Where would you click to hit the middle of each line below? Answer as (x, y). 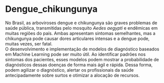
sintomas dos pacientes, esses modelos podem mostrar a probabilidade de (82, 59)
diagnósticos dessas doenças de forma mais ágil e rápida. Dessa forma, (79, 65)
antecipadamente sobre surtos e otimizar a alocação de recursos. (73, 75)
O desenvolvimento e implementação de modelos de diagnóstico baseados (82, 49)
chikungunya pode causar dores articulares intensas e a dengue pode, (78, 39)
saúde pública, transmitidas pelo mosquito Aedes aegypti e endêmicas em (82, 28)
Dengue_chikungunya (51, 9)
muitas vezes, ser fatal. (29, 43)
